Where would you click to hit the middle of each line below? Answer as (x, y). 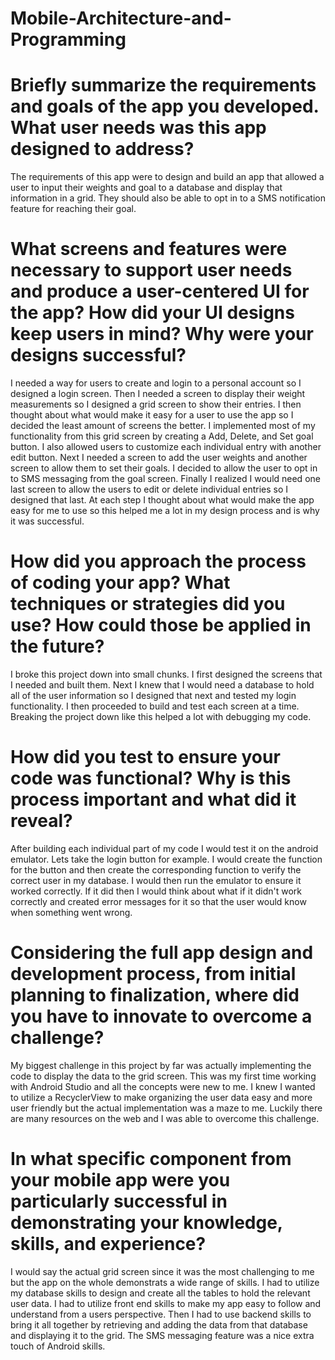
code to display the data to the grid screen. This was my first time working (163, 1076)
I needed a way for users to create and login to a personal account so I (156, 383)
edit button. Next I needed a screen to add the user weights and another (159, 458)
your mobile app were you (120, 1180)
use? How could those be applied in (161, 625)
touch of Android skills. (58, 1346)
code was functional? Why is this (151, 778)
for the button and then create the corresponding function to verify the (156, 869)
